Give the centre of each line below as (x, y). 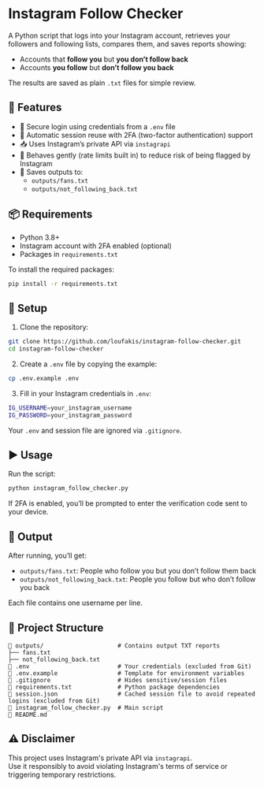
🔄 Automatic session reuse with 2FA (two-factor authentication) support (136, 135)
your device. (28, 512)
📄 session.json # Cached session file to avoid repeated (132, 694)
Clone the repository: (54, 327)
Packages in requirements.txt (69, 254)
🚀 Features (35, 108)
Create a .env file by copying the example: (88, 364)
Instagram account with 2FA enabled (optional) (95, 246)
